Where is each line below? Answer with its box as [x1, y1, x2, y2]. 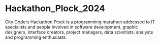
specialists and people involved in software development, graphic [5, 24, 138, 30]
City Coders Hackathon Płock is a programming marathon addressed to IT [5, 19, 155, 25]
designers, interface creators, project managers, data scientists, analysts [5, 29, 154, 35]
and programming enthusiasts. [5, 34, 67, 40]
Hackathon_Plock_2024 [5, 3, 105, 14]
